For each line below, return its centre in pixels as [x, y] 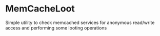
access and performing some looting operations [56, 27]
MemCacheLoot [40, 9]
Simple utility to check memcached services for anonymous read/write [80, 22]
